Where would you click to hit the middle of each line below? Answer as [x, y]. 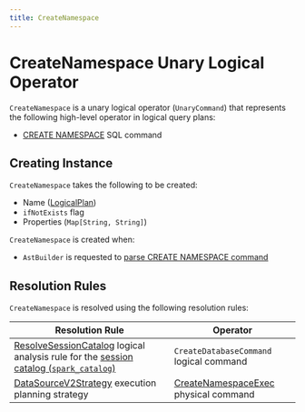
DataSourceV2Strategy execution [85, 383]
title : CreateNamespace [54, 18]
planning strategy [51, 395]
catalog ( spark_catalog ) [65, 368]
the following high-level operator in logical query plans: [113, 117]
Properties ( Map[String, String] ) [85, 222]
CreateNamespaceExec [224, 383]
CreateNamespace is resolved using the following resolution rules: [129, 308]
